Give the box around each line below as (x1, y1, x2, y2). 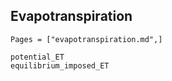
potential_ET (10, 52, 65, 62)
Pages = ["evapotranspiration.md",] (10, 34, 163, 44)
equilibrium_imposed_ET (10, 60, 110, 71)
